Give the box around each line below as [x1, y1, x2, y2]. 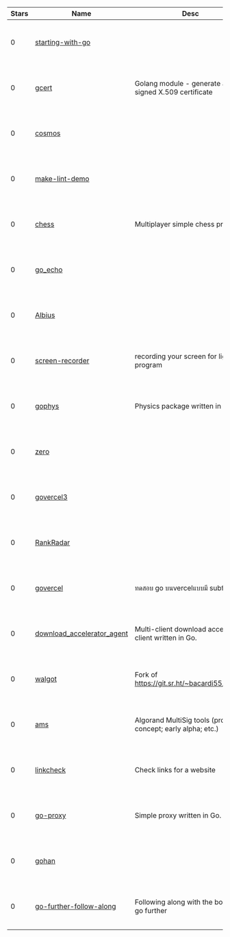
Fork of [134, 670, 158, 679]
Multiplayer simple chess [134, 220, 215, 229]
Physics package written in [134, 402, 221, 410]
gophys [35, 402, 60, 410]
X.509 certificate [158, 87, 214, 97]
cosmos [35, 128, 61, 138]
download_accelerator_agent [35, 629, 129, 638]
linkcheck [35, 765, 66, 774]
